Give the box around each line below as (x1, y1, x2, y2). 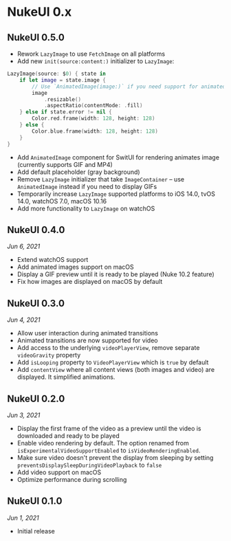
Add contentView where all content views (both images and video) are (16, 366, 215, 374)
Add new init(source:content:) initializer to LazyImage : (16, 57, 175, 65)
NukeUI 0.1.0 (7, 496, 63, 507)
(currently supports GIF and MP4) (16, 160, 113, 168)
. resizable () (43, 96, 81, 103)
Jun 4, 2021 (7, 316, 41, 324)
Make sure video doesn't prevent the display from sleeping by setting (16, 453, 214, 461)
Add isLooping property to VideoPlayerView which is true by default (16, 358, 209, 366)
